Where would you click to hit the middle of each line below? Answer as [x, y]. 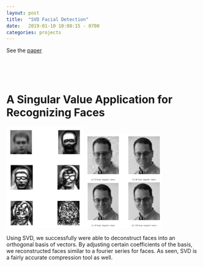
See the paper [24, 51]
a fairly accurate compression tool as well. [60, 258]
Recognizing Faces [56, 113]
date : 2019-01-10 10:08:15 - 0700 [53, 26]
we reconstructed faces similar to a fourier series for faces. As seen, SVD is [102, 251]
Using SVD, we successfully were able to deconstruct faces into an [91, 238]
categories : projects [34, 32]
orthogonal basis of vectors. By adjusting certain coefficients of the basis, [99, 244]
